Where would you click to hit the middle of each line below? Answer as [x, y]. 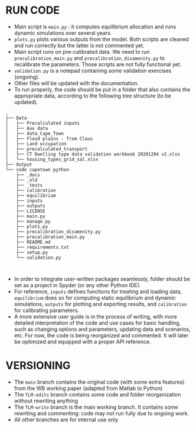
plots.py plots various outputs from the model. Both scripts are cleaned [102, 39]
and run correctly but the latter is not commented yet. [79, 45]
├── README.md [33, 242]
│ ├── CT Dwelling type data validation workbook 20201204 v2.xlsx [93, 154]
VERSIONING [38, 365]
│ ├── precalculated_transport [47, 149]
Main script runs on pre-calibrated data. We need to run [82, 51]
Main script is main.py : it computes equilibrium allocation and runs [95, 27]
